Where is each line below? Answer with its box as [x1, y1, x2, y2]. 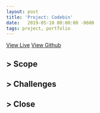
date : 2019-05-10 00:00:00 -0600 [6, 20, 95, 26]
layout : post [6, 8, 39, 15]
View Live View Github [6, 42, 61, 49]
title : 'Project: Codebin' [6, 14, 73, 20]
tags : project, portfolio [6, 25, 70, 32]
